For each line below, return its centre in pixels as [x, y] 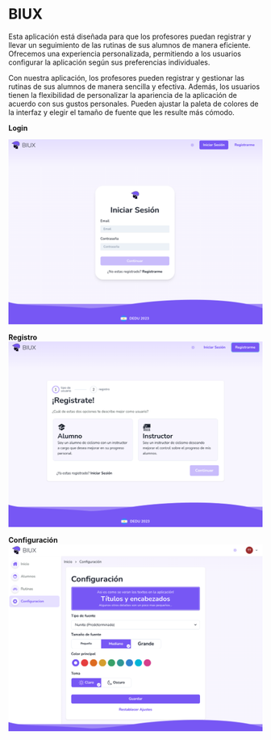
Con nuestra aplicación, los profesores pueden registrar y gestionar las [126, 78]
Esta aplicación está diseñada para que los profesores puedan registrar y [130, 36]
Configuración [33, 539]
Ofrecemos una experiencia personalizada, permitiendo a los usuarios [125, 53]
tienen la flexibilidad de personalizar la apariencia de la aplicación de [123, 95]
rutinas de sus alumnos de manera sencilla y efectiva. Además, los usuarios [134, 87]
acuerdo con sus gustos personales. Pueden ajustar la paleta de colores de [133, 104]
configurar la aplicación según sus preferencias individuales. [109, 62]
